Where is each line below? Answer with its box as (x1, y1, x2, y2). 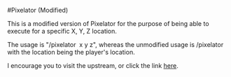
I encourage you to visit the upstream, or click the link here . (7, 62, 178, 69)
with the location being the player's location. (7, 48, 135, 56)
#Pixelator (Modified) (7, 6, 69, 14)
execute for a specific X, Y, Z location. (7, 27, 118, 35)
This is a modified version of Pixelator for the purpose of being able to (7, 20, 209, 27)
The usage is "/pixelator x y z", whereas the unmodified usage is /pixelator (7, 41, 224, 48)
